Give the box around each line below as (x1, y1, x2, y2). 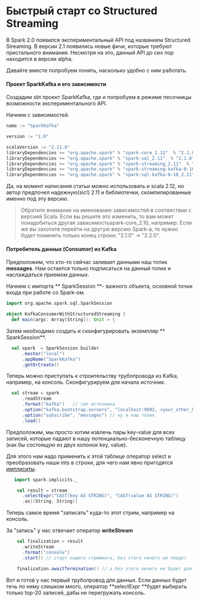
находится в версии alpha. (6, 55, 73, 62)
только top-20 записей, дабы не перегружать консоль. (6, 589, 146, 596)
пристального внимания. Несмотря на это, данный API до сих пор (6, 49, 174, 56)
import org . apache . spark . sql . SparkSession (6, 301, 113, 307)
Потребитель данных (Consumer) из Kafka (6, 245, 117, 253)
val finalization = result (17, 539, 84, 544)
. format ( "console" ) (21, 549, 70, 555)
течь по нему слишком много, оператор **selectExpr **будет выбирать (6, 582, 187, 590)
